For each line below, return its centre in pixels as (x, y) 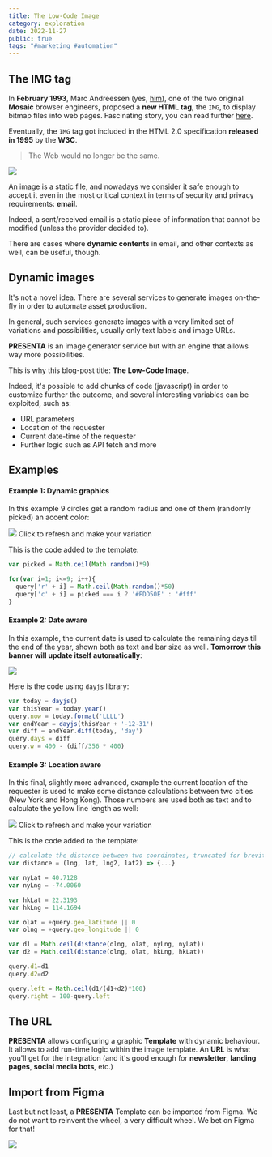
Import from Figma (56, 1092)
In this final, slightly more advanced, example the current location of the (128, 783)
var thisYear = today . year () (57, 709)
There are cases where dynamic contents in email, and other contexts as (131, 243)
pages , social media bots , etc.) (61, 1067)
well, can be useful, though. (55, 252)
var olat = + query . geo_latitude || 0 (72, 922)
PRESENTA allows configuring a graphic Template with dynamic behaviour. (134, 1041)
